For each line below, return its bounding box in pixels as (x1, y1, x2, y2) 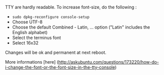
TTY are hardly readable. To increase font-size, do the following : (5, 4, 137, 10)
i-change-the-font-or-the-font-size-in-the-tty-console (5, 64, 115, 70)
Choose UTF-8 (12, 19, 43, 25)
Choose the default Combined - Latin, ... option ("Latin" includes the (12, 24, 150, 30)
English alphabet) (12, 30, 48, 35)
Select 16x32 (12, 40, 39, 46)
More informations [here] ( (5, 59, 59, 65)
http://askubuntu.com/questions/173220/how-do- (58, 59, 159, 65)
